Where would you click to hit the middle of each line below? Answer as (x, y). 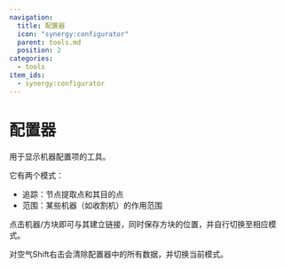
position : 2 (40, 51)
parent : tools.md (49, 42)
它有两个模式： (36, 175)
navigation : (31, 17)
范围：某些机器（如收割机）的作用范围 (92, 205)
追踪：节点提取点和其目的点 (73, 194)
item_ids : (28, 75)
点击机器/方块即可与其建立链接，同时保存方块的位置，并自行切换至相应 (139, 224)
